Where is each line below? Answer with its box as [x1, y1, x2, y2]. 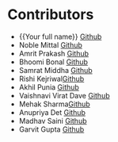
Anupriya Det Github [18, 107, 86, 117]
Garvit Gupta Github [18, 125, 85, 134]
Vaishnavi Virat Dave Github [18, 90, 110, 100]
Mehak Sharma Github [18, 99, 90, 109]
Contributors [7, 6, 94, 24]
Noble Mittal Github [18, 40, 82, 49]
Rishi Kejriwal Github [18, 74, 85, 83]
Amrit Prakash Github [18, 48, 89, 58]
